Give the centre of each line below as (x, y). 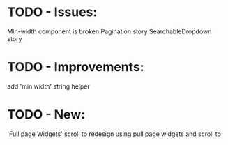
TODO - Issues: (52, 12)
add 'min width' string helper (49, 86)
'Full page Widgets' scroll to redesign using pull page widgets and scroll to (114, 134)
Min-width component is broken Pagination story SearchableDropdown (109, 31)
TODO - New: (46, 115)
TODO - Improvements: (76, 67)
